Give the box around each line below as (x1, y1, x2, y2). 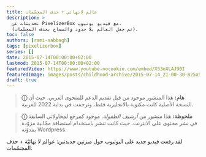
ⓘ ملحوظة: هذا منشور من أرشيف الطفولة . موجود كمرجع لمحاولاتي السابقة (21, 112, 193, 120)
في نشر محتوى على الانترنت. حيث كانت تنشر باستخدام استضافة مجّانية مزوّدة (21, 120, 197, 127)
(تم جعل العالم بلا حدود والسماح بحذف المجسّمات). (12, 26, 139, 32)
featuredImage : (6, 71, 45, 78)
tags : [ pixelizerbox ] (6, 43, 62, 49)
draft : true (6, 77, 37, 83)
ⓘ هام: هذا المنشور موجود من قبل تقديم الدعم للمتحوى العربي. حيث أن (21, 94, 185, 101)
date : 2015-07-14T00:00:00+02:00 (6, 54, 92, 60)
